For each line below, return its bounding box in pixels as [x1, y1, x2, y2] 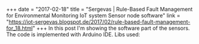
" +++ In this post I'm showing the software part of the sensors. [32, 24, 191, 32]
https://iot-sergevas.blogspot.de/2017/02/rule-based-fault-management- [8, 18, 191, 25]
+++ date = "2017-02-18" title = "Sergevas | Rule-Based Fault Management [6, 6, 193, 12]
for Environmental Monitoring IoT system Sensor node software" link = [6, 12, 180, 19]
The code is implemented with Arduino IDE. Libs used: [6, 31, 140, 38]
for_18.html [6, 24, 33, 32]
